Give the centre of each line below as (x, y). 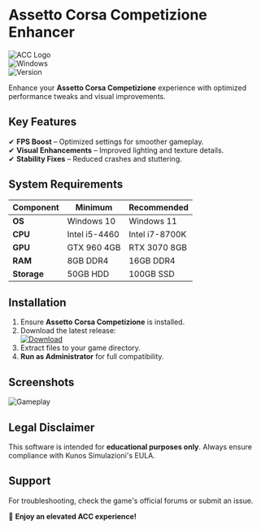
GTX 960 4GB (94, 247)
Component (36, 207)
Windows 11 (153, 221)
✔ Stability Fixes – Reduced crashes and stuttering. (96, 158)
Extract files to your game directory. (80, 348)
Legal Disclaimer (52, 427)
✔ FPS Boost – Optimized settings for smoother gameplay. (106, 141)
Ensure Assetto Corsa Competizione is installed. (102, 322)
